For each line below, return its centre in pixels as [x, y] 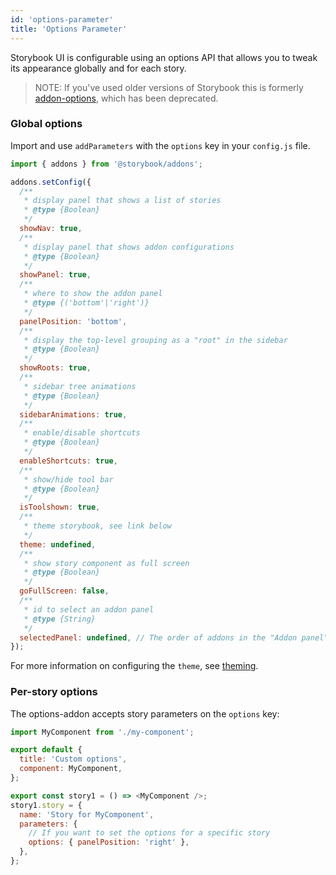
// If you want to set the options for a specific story [149, 833]
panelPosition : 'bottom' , [73, 321]
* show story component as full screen [106, 563]
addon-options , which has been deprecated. [126, 98]
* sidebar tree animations [80, 386]
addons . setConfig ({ [51, 182]
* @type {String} [60, 619]
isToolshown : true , [60, 507]
